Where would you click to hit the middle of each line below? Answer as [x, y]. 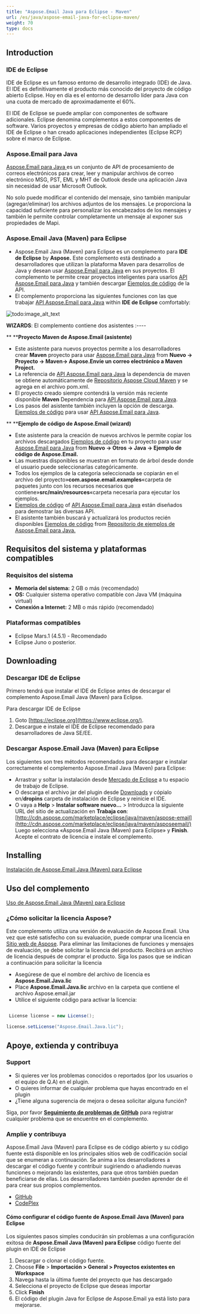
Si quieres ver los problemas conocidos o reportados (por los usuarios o [104, 1075]
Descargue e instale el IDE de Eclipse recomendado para [85, 727]
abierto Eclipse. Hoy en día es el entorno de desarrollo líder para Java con [97, 95]
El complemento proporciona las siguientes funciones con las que [96, 296]
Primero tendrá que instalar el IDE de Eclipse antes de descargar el [88, 691]
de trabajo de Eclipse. [41, 786]
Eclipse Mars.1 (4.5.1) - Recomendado [61, 636]
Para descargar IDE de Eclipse [43, 709]
